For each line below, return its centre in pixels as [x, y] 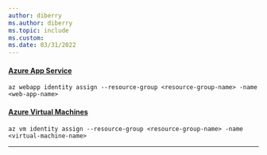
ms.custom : [26, 38]
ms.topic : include [39, 30]
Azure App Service [40, 70]
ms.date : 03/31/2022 [43, 45]
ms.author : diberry [41, 23]
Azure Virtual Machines [48, 111]
